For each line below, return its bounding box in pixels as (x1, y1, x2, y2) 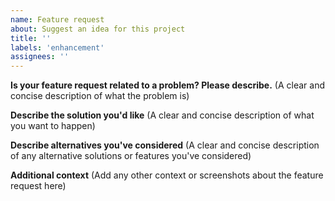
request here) (10, 180, 67, 192)
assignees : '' (10, 52, 70, 62)
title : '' (10, 33, 52, 43)
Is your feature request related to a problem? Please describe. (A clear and (10, 79, 325, 91)
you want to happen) (10, 120, 96, 132)
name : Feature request (10, 14, 105, 25)
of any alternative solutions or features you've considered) (10, 150, 252, 162)
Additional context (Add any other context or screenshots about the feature (10, 169, 324, 181)
